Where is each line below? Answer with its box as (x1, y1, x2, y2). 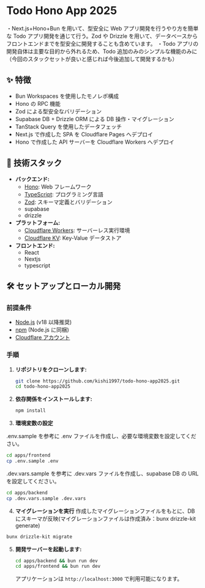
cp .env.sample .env (6, 458, 59, 464)
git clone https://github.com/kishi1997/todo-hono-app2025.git (15, 378, 181, 384)
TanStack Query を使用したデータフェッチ (15, 123, 122, 130)
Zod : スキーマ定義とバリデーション (24, 198, 113, 206)
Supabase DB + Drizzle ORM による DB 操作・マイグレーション (15, 115, 174, 122)
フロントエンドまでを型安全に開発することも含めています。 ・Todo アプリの (6, 40, 199, 47)
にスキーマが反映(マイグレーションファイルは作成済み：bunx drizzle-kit (15, 515, 196, 522)
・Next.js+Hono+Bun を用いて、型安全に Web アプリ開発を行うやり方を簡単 (6, 24, 199, 32)
